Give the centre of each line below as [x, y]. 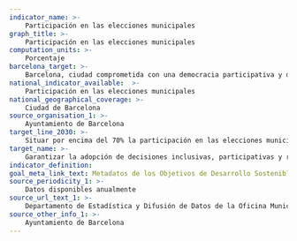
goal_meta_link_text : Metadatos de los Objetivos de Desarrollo [130, 173]
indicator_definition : [51, 165]
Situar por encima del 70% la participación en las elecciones [144, 140]
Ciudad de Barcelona [63, 108]
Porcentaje [45, 58]
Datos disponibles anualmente [81, 190]
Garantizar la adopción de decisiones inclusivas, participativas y [154, 157]
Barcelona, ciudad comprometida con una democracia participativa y [154, 75]
